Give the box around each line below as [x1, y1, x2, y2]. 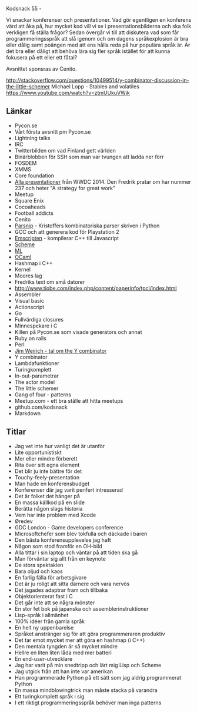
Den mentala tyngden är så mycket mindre [14, 643, 118, 650]
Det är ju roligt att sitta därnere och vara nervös [14, 580, 130, 587]
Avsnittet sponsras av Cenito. [6, 65, 78, 72]
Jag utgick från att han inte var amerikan [14, 668, 113, 675]
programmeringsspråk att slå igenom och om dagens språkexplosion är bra [6, 35, 189, 42]
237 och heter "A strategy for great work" [14, 184, 116, 191]
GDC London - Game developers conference [14, 524, 123, 531]
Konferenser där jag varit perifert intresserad [14, 486, 123, 494]
